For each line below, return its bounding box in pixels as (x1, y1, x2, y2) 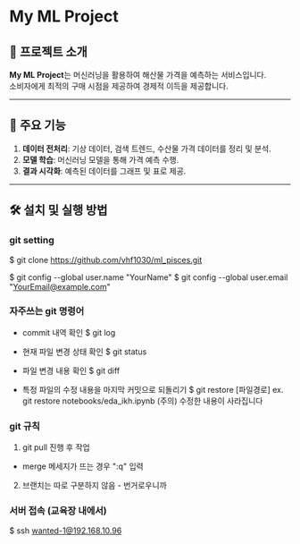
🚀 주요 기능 (9, 118, 67, 133)
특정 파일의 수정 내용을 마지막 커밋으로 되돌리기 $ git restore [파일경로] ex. (21, 384, 284, 395)
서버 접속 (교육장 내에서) (9, 505, 107, 517)
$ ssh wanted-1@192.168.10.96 (9, 525, 122, 536)
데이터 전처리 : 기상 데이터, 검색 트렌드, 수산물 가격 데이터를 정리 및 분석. (21, 143, 272, 154)
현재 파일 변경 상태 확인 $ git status (21, 346, 147, 357)
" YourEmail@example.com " (9, 281, 111, 292)
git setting (9, 234, 55, 247)
